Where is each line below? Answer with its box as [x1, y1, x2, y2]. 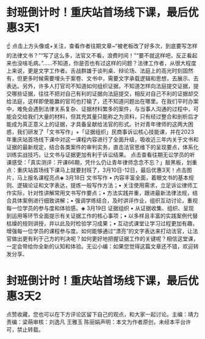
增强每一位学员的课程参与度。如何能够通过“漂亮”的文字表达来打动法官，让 [6, 227, 193, 235]
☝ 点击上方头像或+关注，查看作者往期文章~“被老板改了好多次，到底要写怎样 [6, 42, 198, 49]
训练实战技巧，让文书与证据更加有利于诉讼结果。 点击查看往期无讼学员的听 [6, 151, 195, 158]
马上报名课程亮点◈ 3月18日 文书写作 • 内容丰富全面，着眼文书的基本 [16, 173, 189, 181]
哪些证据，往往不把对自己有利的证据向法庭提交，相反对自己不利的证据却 [11, 90, 193, 97]
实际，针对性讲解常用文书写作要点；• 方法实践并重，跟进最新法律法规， [11, 189, 193, 196]
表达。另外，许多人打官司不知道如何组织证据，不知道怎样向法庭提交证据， [6, 82, 193, 89]
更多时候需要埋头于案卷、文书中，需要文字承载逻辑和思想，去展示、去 [22, 75, 199, 82]
